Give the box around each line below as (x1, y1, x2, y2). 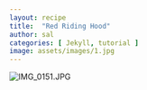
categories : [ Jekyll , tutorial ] (9, 38, 140, 48)
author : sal (9, 30, 54, 39)
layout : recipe (9, 13, 67, 22)
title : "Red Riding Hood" (9, 22, 111, 31)
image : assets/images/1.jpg (9, 47, 115, 56)
